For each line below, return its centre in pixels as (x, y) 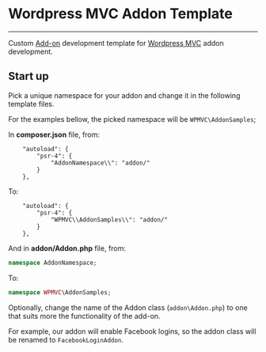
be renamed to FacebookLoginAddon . (66, 339)
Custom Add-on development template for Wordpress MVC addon (116, 43)
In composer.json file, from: (54, 134)
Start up (28, 76)
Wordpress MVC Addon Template (121, 14)
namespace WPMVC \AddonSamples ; (60, 292)
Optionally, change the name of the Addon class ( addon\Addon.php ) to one (128, 307)
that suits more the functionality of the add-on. (84, 316)
